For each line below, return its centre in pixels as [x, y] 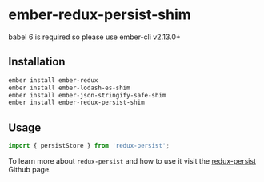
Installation [37, 62]
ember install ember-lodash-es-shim [69, 88]
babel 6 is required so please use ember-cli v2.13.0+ [95, 37]
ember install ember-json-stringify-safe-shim [87, 95]
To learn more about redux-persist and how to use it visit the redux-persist [132, 160]
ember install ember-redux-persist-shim [77, 103]
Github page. [30, 169]
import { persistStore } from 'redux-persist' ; [89, 146]
